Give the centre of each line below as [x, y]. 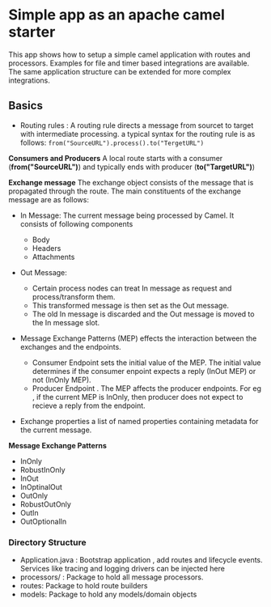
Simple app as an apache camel [116, 15]
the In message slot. [66, 322]
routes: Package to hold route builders [84, 586]
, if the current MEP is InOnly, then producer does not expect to [138, 397]
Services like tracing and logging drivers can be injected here [122, 569]
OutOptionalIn [43, 521]
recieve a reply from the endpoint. [89, 405]
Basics [25, 106]
